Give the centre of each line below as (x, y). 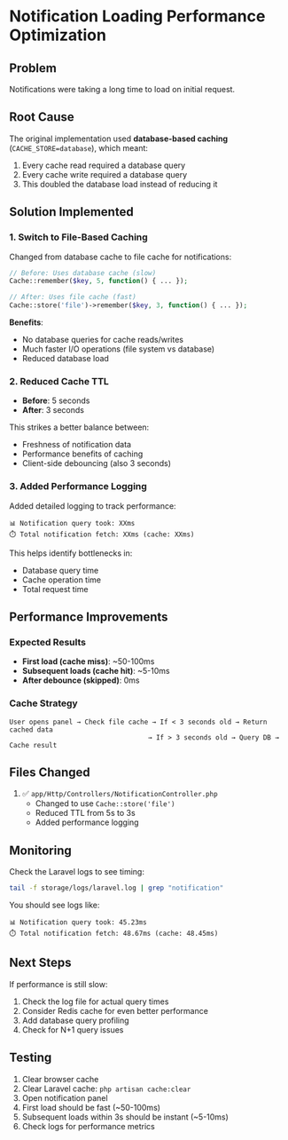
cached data (31, 730)
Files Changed (50, 772)
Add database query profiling (76, 1020)
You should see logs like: (54, 905)
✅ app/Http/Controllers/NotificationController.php (120, 794)
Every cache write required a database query (105, 174)
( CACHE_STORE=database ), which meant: (79, 147)
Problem (33, 68)
